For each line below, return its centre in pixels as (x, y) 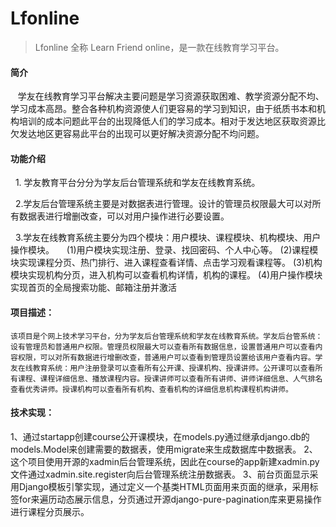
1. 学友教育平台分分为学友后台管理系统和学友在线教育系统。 (137, 183)
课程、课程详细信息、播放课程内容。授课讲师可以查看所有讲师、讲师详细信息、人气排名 (170, 378)
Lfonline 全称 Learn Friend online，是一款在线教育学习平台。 (159, 47)
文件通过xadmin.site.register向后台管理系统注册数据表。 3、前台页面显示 (160, 474)
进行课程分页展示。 (50, 511)
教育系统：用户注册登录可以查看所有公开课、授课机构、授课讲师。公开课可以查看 (174, 368)
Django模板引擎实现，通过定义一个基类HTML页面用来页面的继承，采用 (164, 486)
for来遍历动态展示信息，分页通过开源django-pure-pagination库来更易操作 (170, 499)
